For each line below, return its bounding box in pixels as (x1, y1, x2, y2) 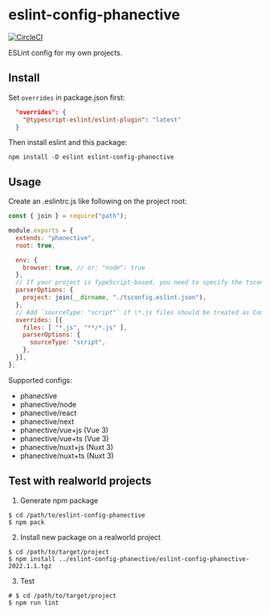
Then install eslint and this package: (8, 138, 128, 147)
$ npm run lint (8, 598, 59, 607)
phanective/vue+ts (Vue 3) (19, 433, 109, 444)
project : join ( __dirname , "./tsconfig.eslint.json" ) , (22, 294, 207, 302)
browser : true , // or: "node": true (22, 263, 146, 271)
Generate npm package (19, 495, 99, 505)
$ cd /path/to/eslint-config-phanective (8, 511, 146, 519)
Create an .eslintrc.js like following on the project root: (8, 196, 187, 206)
